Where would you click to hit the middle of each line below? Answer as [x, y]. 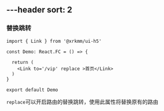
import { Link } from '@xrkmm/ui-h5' [54, 41]
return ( [23, 62]
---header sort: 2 [39, 10]
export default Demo [32, 90]
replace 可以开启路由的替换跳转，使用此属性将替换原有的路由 [83, 101]
